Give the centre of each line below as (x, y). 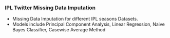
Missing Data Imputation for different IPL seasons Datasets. (75, 19)
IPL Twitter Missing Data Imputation (50, 8)
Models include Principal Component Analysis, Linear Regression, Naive (88, 24)
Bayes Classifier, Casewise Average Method (59, 30)
